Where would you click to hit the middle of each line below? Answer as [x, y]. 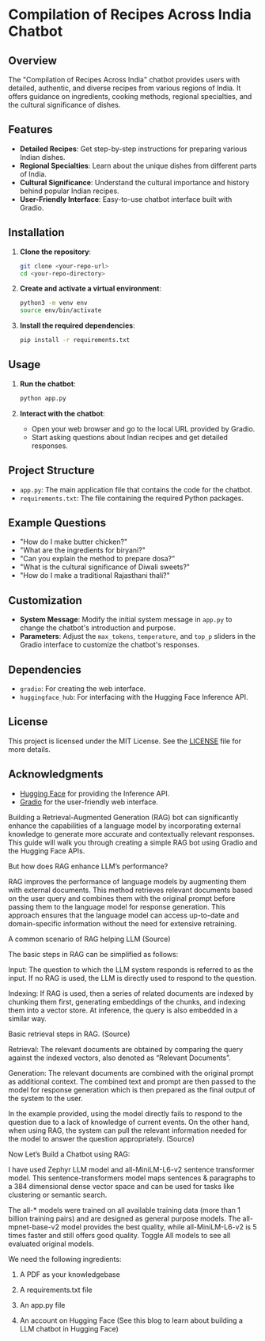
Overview [33, 61]
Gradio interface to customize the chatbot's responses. [110, 645]
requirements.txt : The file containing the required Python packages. [131, 498]
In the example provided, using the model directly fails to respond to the [125, 1113]
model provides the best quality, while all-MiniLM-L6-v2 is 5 [159, 1227]
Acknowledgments [56, 775]
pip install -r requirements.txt [75, 340]
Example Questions [57, 523]
